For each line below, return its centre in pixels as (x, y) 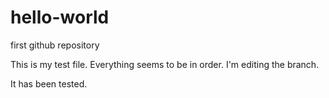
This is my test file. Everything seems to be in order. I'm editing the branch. (165, 64)
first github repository (55, 45)
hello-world (60, 17)
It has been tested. (49, 83)
